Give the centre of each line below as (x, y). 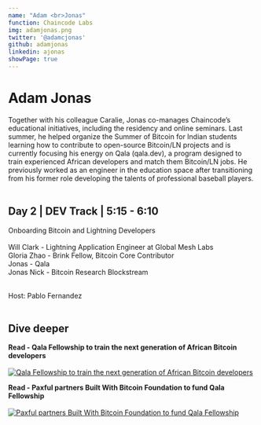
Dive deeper (39, 329)
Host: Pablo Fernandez (45, 295)
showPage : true (33, 60)
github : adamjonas (38, 45)
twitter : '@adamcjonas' (47, 37)
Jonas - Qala (29, 263)
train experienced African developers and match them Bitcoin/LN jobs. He (128, 161)
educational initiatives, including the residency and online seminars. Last (125, 128)
